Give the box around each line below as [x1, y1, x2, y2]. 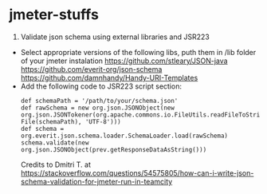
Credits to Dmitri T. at [20, 160, 91, 169]
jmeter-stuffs [9, 6, 99, 24]
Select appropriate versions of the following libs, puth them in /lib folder [20, 47, 257, 57]
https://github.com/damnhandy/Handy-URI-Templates [20, 73, 198, 82]
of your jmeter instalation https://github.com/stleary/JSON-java [20, 56, 228, 65]
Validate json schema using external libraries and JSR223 [20, 32, 210, 42]
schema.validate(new [20, 138, 89, 147]
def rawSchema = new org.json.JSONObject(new [20, 104, 175, 112]
